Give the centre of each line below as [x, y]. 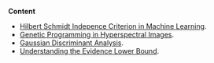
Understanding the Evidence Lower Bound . [89, 51]
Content [22, 11]
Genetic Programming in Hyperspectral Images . [97, 35]
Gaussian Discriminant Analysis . [72, 43]
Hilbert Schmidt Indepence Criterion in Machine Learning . [113, 26]
